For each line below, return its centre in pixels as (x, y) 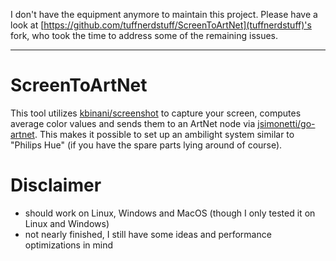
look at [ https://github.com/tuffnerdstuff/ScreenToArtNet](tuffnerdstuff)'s (161, 25)
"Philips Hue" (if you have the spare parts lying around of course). (146, 145)
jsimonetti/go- (286, 123)
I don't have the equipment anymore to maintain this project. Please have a (164, 14)
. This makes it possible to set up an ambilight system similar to (164, 134)
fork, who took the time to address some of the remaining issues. (144, 35)
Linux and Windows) (67, 223)
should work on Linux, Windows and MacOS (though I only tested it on (170, 213)
